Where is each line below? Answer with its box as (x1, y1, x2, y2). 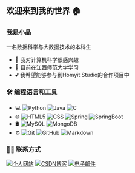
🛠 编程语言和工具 (6, 87, 58, 96)
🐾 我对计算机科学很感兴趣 (15, 56, 79, 63)
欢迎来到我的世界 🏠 (6, 5, 81, 16)
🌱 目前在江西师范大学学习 (15, 63, 79, 71)
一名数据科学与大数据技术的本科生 (6, 43, 91, 50)
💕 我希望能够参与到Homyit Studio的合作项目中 (15, 71, 130, 78)
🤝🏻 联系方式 (6, 145, 41, 154)
